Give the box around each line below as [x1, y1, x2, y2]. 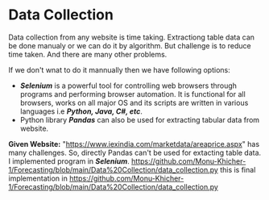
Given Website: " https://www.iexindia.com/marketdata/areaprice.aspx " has [8, 139, 260, 148]
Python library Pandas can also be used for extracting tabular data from [19, 115, 260, 124]
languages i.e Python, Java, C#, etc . [19, 106, 143, 116]
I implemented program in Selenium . [8, 156, 130, 166]
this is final [220, 165, 256, 174]
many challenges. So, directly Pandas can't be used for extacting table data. [8, 148, 262, 157]
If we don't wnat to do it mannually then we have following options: [8, 65, 231, 74]
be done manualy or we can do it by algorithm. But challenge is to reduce [8, 40, 251, 50]
